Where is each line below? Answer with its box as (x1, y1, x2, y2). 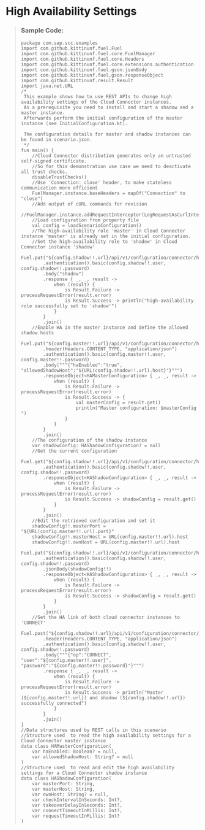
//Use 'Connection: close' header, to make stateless (32, 180, 172, 186)
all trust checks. (20, 169, 68, 175)
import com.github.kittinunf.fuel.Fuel (20, 45, 123, 52)
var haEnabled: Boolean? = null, (32, 748, 117, 755)
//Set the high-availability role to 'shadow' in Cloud (32, 239, 177, 245)
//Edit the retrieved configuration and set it (32, 518, 155, 524)
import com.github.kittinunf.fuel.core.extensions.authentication (20, 61, 194, 68)
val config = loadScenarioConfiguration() (32, 223, 142, 229)
